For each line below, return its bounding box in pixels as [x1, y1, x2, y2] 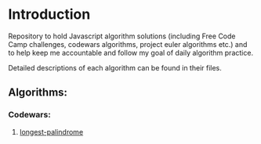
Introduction [8, 5, 91, 23]
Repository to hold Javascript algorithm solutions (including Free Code [8, 31, 236, 41]
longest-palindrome [19, 127, 84, 136]
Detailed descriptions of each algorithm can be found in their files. [8, 63, 222, 72]
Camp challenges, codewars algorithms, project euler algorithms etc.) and [8, 39, 248, 49]
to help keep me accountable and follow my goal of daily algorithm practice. [8, 48, 253, 57]
